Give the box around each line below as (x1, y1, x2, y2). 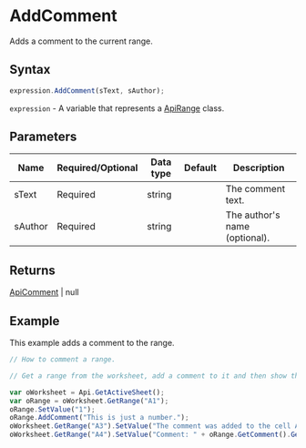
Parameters (9, 129, 77, 145)
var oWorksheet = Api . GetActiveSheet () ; (9, 388, 166, 397)
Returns (9, 262, 56, 278)
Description (232, 161, 285, 174)
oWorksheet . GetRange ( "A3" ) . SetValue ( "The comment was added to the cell (9, 422, 291, 431)
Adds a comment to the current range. (9, 36, 153, 46)
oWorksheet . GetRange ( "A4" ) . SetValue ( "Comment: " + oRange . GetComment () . (9, 430, 291, 440)
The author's (225, 209, 280, 221)
